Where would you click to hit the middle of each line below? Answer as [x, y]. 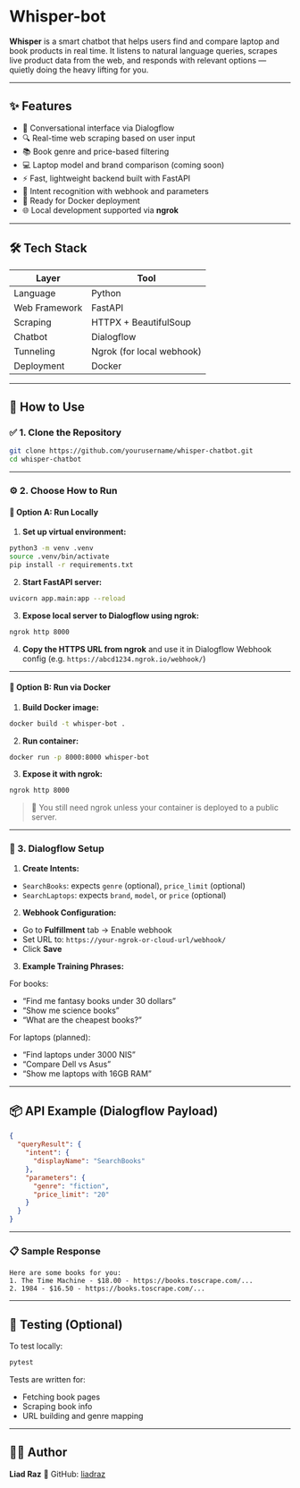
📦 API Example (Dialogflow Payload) [114, 1111]
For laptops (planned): [50, 1037]
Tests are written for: [48, 1380]
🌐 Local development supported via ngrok [100, 210]
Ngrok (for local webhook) [146, 351]
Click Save [42, 948]
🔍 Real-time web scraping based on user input [108, 138]
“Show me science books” [71, 1010]
